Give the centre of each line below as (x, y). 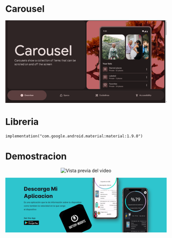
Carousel (25, 9)
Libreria (22, 122)
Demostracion (36, 156)
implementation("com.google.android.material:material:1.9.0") (74, 136)
